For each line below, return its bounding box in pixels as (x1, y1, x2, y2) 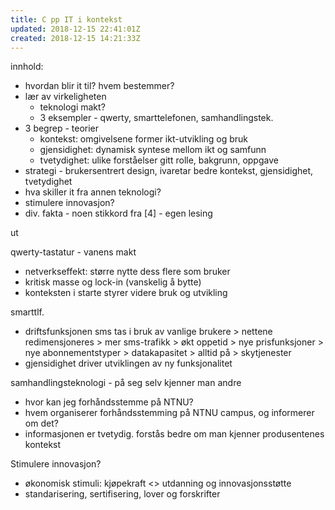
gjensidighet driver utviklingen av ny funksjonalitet (24, 357, 233, 370)
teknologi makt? (39, 101, 106, 113)
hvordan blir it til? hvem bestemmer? (24, 80, 175, 92)
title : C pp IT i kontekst (10, 14, 123, 25)
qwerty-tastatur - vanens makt (10, 246, 137, 258)
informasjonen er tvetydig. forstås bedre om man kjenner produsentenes (24, 428, 325, 440)
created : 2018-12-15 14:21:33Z (10, 33, 141, 43)
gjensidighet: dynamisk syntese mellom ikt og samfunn (39, 144, 267, 156)
